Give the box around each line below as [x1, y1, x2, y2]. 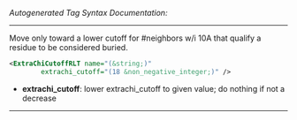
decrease [21, 93, 57, 103]
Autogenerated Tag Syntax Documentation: [9, 8, 168, 18]
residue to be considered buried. [9, 42, 128, 52]
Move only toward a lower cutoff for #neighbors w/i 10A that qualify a [9, 33, 262, 43]
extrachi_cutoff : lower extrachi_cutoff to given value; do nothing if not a [21, 83, 286, 94]
